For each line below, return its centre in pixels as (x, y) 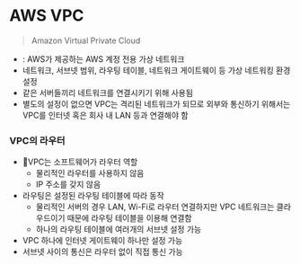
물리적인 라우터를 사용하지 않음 (90, 173)
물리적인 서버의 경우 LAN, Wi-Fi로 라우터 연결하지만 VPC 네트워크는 (155, 207)
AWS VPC (47, 16)
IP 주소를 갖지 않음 (68, 184)
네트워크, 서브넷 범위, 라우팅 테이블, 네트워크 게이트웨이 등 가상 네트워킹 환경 (156, 70)
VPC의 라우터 (37, 140)
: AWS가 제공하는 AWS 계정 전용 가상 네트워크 (103, 58)
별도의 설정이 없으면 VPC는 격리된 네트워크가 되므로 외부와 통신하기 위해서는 (156, 103)
